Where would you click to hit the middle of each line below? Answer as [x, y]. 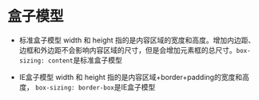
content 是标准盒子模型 [86, 60]
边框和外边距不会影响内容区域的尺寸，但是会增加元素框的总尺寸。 [128, 50]
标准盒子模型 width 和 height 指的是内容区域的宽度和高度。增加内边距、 [137, 40]
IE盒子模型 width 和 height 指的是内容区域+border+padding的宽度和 [131, 77]
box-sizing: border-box [75, 88]
